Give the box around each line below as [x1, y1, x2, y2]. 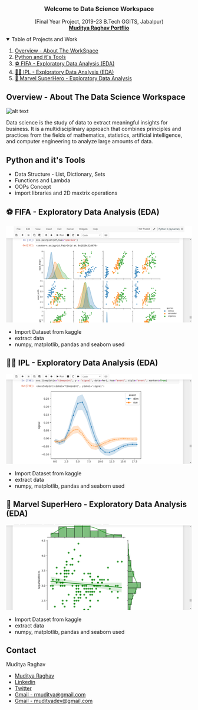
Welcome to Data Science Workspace [44, 5, 154, 13]
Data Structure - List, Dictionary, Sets [14, 170, 105, 177]
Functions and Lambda [14, 176, 71, 184]
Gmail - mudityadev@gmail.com [14, 698, 93, 705]
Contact [6, 645, 37, 656]
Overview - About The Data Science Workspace [6, 92, 186, 102]
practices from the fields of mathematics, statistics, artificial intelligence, [6, 132, 183, 139]
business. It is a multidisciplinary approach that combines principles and [6, 126, 181, 133]
